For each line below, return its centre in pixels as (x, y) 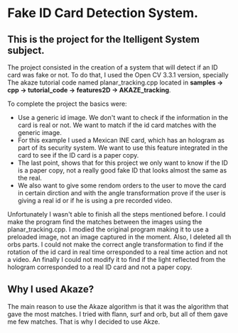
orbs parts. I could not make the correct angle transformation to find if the (115, 244)
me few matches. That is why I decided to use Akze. (84, 322)
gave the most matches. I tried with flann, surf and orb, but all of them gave (118, 314)
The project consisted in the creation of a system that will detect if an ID (113, 67)
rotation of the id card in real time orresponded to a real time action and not (118, 252)
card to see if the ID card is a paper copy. (78, 155)
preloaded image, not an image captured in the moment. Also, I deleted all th (119, 237)
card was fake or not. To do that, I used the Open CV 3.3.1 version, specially (118, 75)
